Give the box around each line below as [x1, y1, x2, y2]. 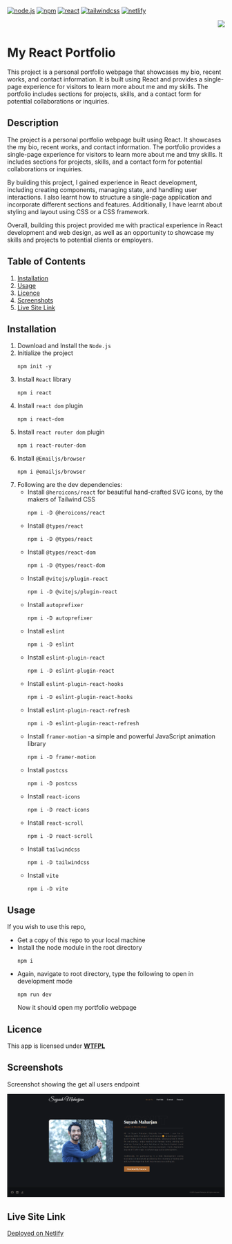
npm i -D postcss [27, 781, 78, 787]
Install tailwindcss [27, 845, 81, 853]
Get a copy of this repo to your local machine [17, 936, 146, 944]
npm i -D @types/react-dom [27, 562, 106, 569]
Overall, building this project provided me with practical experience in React [7, 221, 223, 229]
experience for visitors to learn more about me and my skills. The [23, 82, 209, 90]
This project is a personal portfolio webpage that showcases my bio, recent [7, 68, 222, 76]
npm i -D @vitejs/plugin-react [27, 588, 118, 595]
